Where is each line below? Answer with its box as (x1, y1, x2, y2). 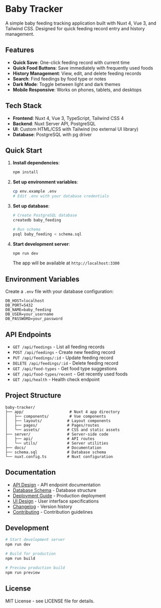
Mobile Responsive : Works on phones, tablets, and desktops (12, 87, 142, 93)
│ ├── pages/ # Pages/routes (5, 423, 100, 428)
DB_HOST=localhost (5, 298, 44, 304)
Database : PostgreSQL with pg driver (12, 131, 92, 137)
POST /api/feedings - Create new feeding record (12, 349, 116, 355)
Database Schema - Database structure (12, 487, 97, 493)
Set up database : (12, 203, 50, 209)
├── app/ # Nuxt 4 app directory (5, 409, 120, 414)
